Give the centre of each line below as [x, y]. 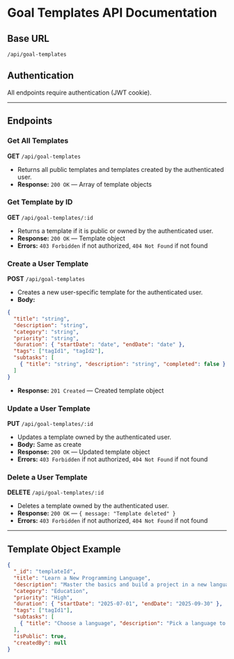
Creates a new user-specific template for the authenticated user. [110, 292]
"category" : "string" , [46, 332]
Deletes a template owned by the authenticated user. [93, 506]
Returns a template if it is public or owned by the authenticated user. [115, 230]
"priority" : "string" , [46, 338]
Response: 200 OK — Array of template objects [84, 184]
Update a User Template [49, 408]
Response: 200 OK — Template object [71, 238]
